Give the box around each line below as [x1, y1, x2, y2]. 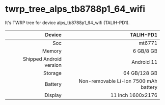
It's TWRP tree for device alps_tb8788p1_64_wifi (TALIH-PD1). [5, 20, 130, 26]
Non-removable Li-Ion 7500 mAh [78, 78, 158, 84]
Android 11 [131, 58, 158, 65]
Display [44, 92, 62, 99]
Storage [43, 70, 62, 77]
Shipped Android [23, 55, 62, 62]
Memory [42, 48, 62, 54]
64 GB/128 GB [123, 70, 158, 77]
